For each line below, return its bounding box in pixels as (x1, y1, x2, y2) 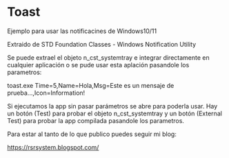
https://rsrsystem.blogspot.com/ (7, 143, 99, 151)
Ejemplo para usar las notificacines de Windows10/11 (7, 27, 157, 35)
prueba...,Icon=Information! (7, 89, 86, 97)
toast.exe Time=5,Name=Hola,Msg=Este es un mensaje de (7, 81, 175, 89)
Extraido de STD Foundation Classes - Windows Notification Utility (7, 40, 197, 48)
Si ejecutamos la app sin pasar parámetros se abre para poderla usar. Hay (7, 102, 218, 110)
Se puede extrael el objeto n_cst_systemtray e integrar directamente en (7, 53, 210, 62)
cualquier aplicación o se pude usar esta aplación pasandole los (7, 60, 190, 69)
